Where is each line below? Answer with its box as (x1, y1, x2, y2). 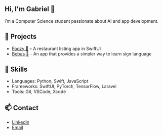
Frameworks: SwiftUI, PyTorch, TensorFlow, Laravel (11, 84, 117, 90)
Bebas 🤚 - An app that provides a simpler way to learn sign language (11, 50, 152, 57)
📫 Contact (4, 103, 39, 112)
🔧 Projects (4, 33, 37, 41)
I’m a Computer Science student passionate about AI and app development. (4, 18, 159, 24)
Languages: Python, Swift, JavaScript (11, 78, 88, 84)
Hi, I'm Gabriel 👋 (4, 5, 55, 13)
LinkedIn (11, 119, 30, 125)
